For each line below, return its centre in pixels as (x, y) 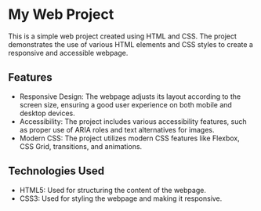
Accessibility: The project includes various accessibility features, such (133, 121)
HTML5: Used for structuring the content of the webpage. (112, 190)
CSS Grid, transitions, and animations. (81, 146)
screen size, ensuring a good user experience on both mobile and (126, 104)
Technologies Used (56, 171)
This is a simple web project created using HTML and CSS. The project (123, 36)
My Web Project (61, 15)
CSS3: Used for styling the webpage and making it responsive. (121, 198)
